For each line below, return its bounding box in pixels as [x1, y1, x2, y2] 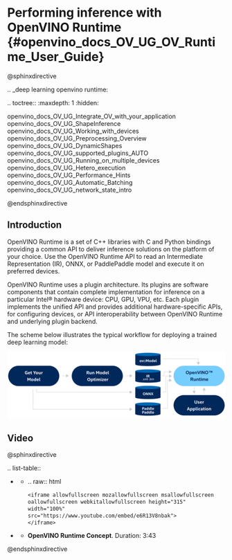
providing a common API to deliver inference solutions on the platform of [7, 244, 215, 253]
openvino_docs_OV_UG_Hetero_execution [7, 163, 126, 172]
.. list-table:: [7, 464, 42, 472]
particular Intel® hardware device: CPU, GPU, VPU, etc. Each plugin [7, 295, 199, 303]
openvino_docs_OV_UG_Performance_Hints [7, 171, 131, 179]
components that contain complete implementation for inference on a [7, 287, 205, 296]
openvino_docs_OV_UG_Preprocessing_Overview [7, 134, 147, 143]
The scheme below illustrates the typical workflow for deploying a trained [7, 330, 217, 338]
